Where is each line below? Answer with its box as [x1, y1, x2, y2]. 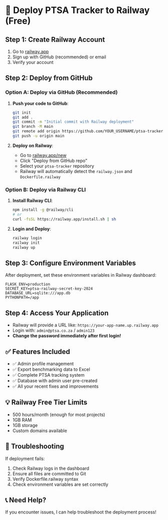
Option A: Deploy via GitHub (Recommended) [5, 89, 118, 96]
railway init [12, 240, 40, 245]
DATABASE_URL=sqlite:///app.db [5, 291, 71, 296]
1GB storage [12, 422, 38, 428]
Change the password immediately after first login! [12, 333, 121, 339]
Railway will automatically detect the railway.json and [20, 168, 132, 174]
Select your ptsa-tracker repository [20, 163, 94, 169]
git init [12, 110, 31, 115]
